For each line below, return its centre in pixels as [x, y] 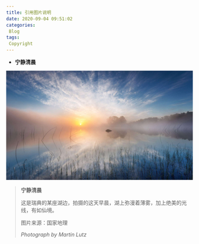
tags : [13, 38]
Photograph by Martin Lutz [54, 235]
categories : [21, 25]
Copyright [21, 44]
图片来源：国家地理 [44, 223]
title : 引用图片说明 [29, 12]
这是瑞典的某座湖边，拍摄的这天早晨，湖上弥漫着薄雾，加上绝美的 [101, 203]
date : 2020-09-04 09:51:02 [39, 19]
